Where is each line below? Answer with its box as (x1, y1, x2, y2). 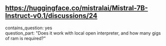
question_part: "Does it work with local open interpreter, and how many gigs (5, 30, 161, 36)
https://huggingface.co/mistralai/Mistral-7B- (5, 4, 148, 12)
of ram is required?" (5, 35, 46, 41)
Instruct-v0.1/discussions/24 (5, 12, 98, 20)
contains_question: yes (5, 25, 52, 31)
